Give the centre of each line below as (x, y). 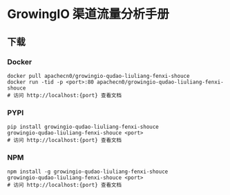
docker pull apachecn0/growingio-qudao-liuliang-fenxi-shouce (98, 76)
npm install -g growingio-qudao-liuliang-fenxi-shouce (88, 172)
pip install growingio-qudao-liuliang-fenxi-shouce (83, 127)
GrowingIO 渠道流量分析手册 (88, 14)
